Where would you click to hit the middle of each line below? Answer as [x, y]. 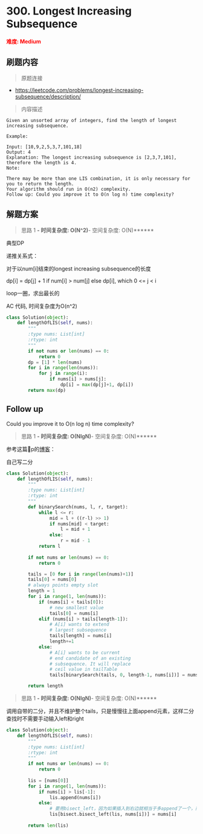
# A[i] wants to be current [85, 653]
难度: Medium [24, 41]
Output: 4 [19, 152]
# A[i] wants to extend [79, 624]
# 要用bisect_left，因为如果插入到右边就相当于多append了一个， [122, 809]
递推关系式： [22, 255]
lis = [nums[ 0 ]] [48, 780]
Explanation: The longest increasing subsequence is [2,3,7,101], [92, 157]
